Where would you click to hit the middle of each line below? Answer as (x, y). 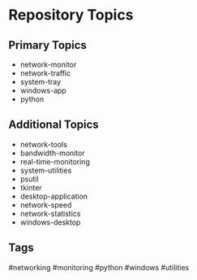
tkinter (31, 187)
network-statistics (50, 213)
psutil (29, 179)
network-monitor (48, 64)
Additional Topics (54, 125)
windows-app (43, 90)
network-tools (43, 144)
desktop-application (54, 196)
